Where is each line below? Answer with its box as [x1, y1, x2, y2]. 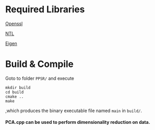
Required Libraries [5, 4, 85, 15]
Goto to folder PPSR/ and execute [5, 75, 74, 81]
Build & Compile [5, 58, 74, 70]
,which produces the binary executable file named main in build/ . [5, 107, 142, 114]
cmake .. [5, 94, 24, 99]
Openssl [5, 20, 23, 27]
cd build [5, 90, 24, 95]
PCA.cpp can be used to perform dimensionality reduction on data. [5, 119, 150, 125]
